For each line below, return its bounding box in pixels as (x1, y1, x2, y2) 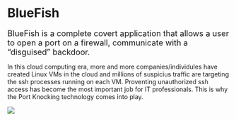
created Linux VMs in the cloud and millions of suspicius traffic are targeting (7, 69, 230, 79)
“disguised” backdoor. (7, 47, 90, 57)
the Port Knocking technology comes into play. (7, 92, 143, 100)
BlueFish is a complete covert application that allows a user (7, 28, 230, 38)
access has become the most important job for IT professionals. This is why (7, 85, 228, 93)
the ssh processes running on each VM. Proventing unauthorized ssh (7, 77, 208, 86)
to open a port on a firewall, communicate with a (7, 38, 189, 47)
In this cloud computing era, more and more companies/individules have (7, 62, 218, 71)
